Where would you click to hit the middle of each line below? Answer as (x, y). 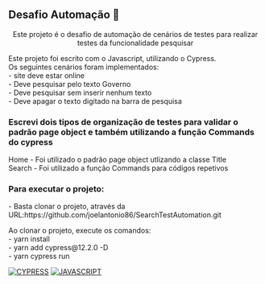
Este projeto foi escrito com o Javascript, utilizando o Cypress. (112, 58)
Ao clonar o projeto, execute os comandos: (80, 231)
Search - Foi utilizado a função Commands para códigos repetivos (118, 168)
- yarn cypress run (39, 256)
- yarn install (29, 239)
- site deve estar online (47, 75)
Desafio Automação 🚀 (64, 15)
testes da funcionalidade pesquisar (135, 43)
